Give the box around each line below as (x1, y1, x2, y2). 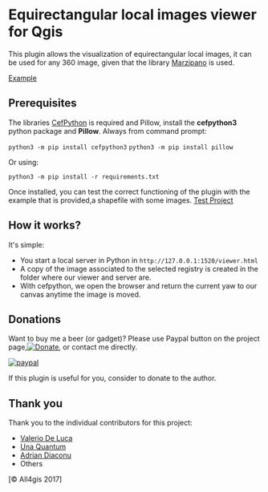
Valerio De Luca (19, 434, 73, 443)
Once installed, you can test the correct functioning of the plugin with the (8, 187, 250, 196)
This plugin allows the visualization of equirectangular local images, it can (8, 49, 252, 58)
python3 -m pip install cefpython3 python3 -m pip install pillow (8, 143, 233, 151)
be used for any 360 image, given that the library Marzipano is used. (8, 58, 235, 67)
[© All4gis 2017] (8, 474, 63, 484)
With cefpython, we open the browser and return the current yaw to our (19, 280, 258, 290)
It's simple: (8, 240, 45, 249)
